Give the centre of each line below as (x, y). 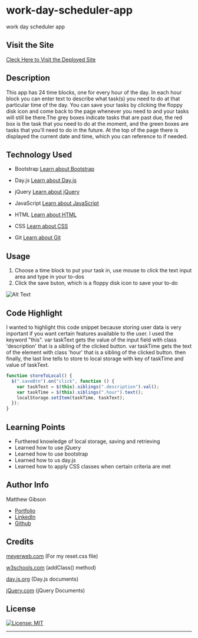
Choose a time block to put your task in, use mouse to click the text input (103, 271)
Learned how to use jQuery (48, 447)
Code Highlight (34, 313)
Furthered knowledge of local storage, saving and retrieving (87, 441)
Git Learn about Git (37, 237)
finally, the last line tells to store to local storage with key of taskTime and (95, 359)
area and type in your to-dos (49, 277)
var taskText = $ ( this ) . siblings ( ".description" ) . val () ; (88, 387)
